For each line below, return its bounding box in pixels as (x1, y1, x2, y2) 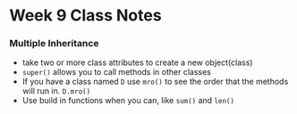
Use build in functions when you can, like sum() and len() (21, 95, 235, 106)
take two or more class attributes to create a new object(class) (21, 57, 253, 68)
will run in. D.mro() (21, 85, 91, 96)
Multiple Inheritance (9, 37, 99, 50)
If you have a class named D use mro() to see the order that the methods (21, 77, 289, 87)
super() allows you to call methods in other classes (21, 67, 212, 77)
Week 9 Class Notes (9, 5, 163, 26)
